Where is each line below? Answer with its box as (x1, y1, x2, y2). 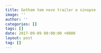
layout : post (5, 36, 33, 41)
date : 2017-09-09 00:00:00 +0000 (5, 31, 76, 36)
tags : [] (5, 26, 24, 31)
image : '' (5, 12, 26, 17)
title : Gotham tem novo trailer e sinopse (5, 7, 96, 13)
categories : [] (5, 21, 37, 27)
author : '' (5, 17, 28, 22)
